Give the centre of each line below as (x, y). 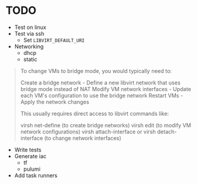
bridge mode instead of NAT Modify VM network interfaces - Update (106, 89)
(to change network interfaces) (83, 138)
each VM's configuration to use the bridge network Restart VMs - (102, 95)
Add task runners (36, 175)
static (30, 59)
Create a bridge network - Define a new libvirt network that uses (100, 83)
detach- (167, 132)
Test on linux (30, 27)
